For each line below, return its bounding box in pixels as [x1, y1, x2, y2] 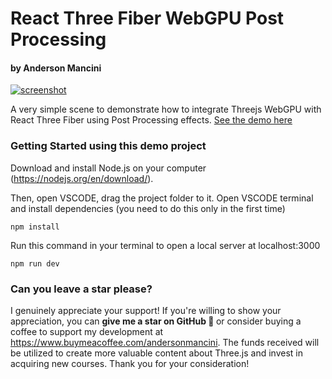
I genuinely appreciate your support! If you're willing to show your [10, 304, 282, 316]
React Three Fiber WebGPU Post [10, 7, 285, 30]
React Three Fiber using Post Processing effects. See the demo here [10, 114, 293, 126]
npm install [10, 222, 60, 232]
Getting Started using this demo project [10, 139, 207, 153]
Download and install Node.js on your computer [10, 162, 207, 174]
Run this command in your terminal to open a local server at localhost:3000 [10, 239, 321, 251]
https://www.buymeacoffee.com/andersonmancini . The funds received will [10, 336, 320, 348]
